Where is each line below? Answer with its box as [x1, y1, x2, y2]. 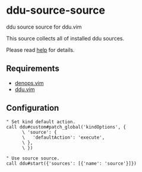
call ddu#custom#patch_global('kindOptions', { [6, 124, 127, 130]
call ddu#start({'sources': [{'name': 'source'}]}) [6, 160, 137, 167]
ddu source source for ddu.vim [6, 23, 82, 30]
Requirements [6, 64, 59, 74]
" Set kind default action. [6, 118, 76, 125]
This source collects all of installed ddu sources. [6, 35, 125, 42]
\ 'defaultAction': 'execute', [21, 135, 105, 140]
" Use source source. [6, 155, 60, 161]
